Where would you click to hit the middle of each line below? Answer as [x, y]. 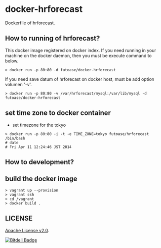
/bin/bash [15, 138]
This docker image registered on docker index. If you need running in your [81, 50]
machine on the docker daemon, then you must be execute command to [79, 55]
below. [12, 61]
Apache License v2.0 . [27, 230]
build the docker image [41, 179]
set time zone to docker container [58, 113]
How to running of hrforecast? [53, 38]
